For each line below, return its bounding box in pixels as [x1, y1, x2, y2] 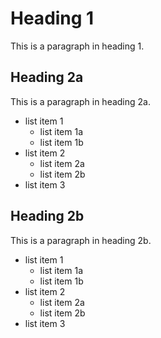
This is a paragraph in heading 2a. [10, 95, 151, 107]
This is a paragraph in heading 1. [10, 40, 145, 52]
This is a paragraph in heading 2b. [10, 234, 152, 246]
